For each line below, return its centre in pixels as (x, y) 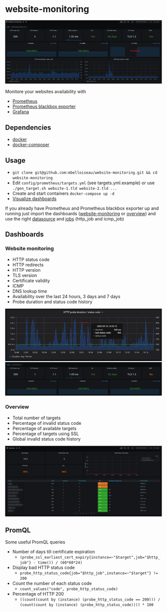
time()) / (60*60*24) (60, 563)
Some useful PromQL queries (35, 542)
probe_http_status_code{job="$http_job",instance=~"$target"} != (89, 573)
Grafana (21, 112)
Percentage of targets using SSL (45, 434)
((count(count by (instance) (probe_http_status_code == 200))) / (90, 600)
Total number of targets (37, 418)
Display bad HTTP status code (43, 568)
